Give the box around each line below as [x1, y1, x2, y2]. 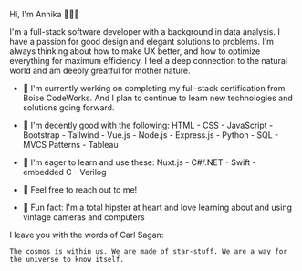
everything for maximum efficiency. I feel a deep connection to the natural [9, 56, 287, 66]
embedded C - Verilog [22, 167, 107, 177]
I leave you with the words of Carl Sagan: [9, 229, 164, 240]
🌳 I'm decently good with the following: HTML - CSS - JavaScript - [22, 120, 274, 130]
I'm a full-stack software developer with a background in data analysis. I [9, 26, 280, 36]
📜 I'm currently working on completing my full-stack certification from [22, 83, 286, 93]
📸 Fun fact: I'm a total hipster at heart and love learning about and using [22, 202, 293, 213]
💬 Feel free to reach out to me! [22, 184, 138, 195]
